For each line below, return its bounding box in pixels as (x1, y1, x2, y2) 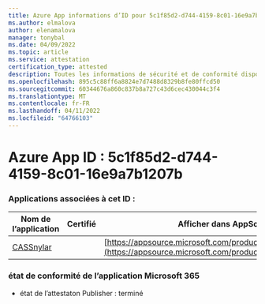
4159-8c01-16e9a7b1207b (8, 165, 183, 183)
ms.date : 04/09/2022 (8, 41, 77, 49)
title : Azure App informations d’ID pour (8, 11, 147, 20)
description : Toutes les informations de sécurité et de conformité (8, 70, 238, 78)
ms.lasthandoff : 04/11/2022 (8, 107, 101, 115)
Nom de (21, 214, 51, 225)
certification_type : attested (8, 63, 108, 71)
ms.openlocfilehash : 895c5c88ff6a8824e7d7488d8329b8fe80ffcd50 (8, 77, 221, 85)
